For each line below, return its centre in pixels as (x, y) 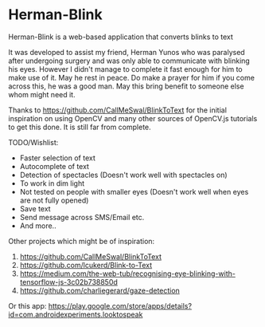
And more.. (38, 226)
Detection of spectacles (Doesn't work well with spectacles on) (124, 175)
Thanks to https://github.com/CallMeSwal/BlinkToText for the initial (117, 110)
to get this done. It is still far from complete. (80, 127)
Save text (35, 208)
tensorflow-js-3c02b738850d (68, 282)
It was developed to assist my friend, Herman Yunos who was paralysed (127, 52)
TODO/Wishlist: (33, 142)
